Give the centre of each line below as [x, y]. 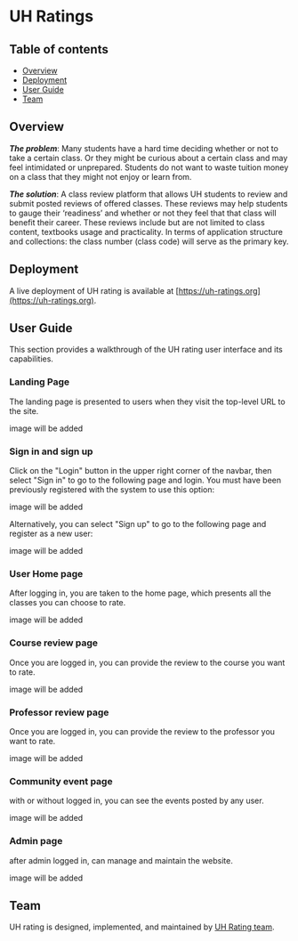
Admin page [36, 841]
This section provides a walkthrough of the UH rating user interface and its [146, 350]
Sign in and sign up [51, 451]
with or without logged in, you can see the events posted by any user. [137, 801]
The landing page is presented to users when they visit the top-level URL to [148, 402]
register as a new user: [51, 534]
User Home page [46, 573]
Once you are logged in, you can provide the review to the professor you [142, 731]
